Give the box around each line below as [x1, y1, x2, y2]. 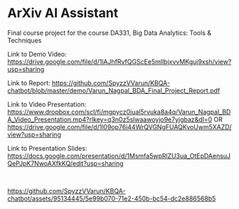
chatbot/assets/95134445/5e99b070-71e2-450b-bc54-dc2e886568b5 [7, 194, 216, 203]
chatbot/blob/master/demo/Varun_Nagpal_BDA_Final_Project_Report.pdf [7, 86, 221, 95]
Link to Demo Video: [7, 50, 68, 58]
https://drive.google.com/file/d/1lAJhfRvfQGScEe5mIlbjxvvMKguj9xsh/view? [7, 57, 232, 65]
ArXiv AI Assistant [7, 5, 119, 21]
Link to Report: [7, 78, 51, 87]
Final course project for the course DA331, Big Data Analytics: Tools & [7, 28, 212, 37]
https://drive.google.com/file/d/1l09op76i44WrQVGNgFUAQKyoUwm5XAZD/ [7, 122, 232, 131]
